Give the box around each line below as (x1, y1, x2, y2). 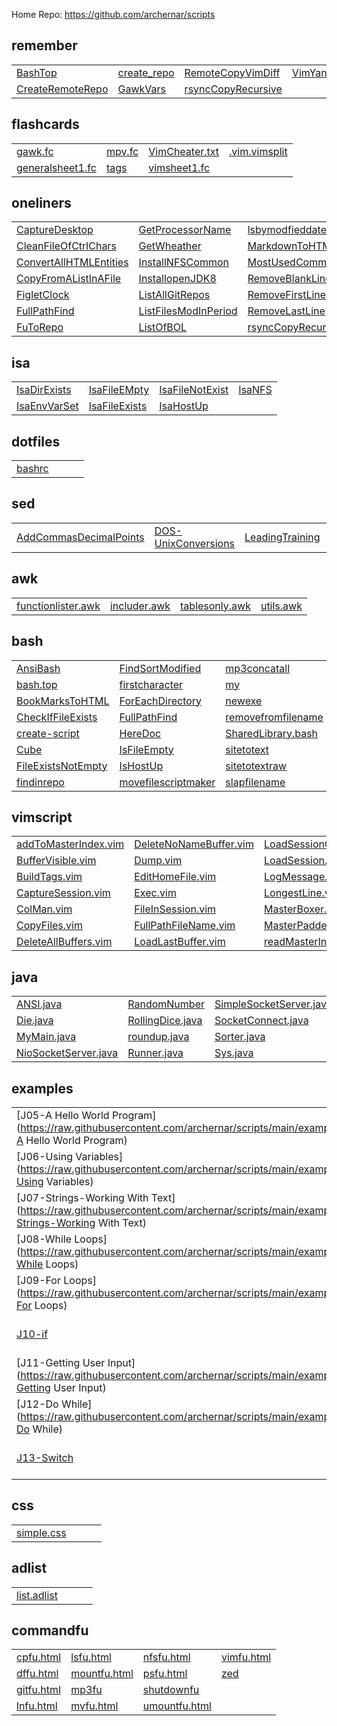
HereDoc (119, 726, 162, 740)
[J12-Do (16, 1397, 59, 1411)
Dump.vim (134, 854, 183, 868)
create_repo (117, 65, 175, 79)
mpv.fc (105, 144, 139, 158)
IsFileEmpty (119, 742, 174, 756)
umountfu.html (142, 1699, 212, 1713)
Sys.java (214, 1046, 254, 1060)
